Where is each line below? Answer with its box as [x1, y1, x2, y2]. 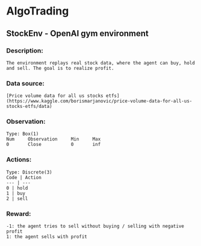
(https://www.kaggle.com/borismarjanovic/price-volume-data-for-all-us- [6, 98, 193, 104]
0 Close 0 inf [6, 142, 101, 148]
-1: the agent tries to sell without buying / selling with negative [6, 223, 185, 230]
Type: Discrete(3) [6, 169, 52, 175]
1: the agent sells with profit [6, 234, 87, 240]
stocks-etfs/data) [6, 104, 52, 110]
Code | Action [6, 174, 42, 180]
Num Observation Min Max [6, 136, 101, 142]
